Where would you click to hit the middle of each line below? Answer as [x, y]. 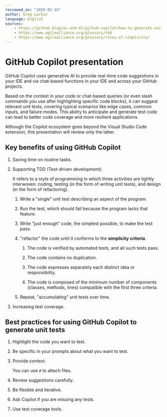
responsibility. [42, 272]
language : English [24, 19]
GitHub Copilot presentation [64, 62]
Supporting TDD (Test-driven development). [57, 169]
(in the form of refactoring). [40, 189]
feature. [28, 213]
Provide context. [29, 361]
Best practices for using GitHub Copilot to [71, 322]
